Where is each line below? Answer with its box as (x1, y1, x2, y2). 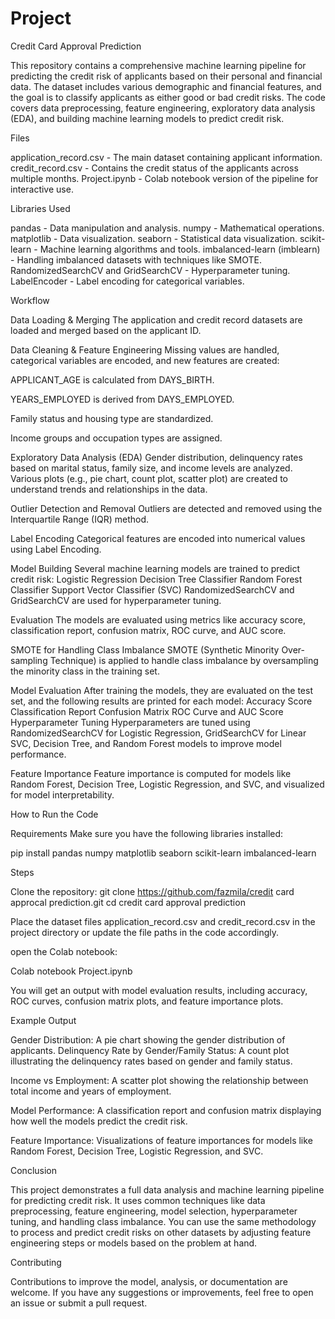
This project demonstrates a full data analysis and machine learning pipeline (10, 1183, 325, 1196)
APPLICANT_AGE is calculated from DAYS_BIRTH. (10, 373, 215, 386)
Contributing (10, 1256, 62, 1268)
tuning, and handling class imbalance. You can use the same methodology (10, 1215, 317, 1227)
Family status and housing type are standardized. (10, 412, 214, 424)
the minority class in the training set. (10, 665, 160, 677)
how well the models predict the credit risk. (10, 1115, 188, 1127)
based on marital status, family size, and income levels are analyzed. (10, 462, 293, 474)
